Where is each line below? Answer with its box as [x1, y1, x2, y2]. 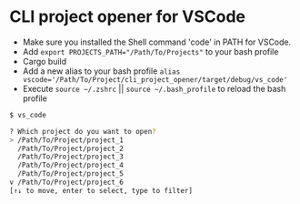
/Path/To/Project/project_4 [17, 161, 125, 170]
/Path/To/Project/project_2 [17, 144, 125, 153]
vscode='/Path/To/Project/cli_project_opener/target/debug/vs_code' [22, 75, 288, 84]
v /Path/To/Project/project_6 [9, 178, 125, 188]
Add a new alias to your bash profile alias [22, 66, 181, 76]
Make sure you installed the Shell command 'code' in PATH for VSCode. [22, 36, 292, 47]
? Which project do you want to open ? [9, 127, 156, 136]
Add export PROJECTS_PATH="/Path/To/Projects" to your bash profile [22, 46, 279, 56]
